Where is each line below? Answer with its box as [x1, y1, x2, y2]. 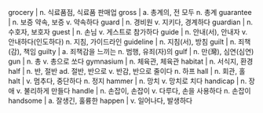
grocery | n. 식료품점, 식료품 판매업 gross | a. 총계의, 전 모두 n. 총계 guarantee [8, 8, 253, 16]
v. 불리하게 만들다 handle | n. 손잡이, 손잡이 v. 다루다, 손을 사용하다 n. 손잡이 [16, 86, 251, 95]
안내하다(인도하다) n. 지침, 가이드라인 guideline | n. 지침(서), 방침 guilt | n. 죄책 [8, 37, 251, 46]
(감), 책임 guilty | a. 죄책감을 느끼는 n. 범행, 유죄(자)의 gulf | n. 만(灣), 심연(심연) [8, 47, 254, 56]
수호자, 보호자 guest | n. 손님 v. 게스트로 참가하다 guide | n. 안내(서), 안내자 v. [8, 27, 248, 36]
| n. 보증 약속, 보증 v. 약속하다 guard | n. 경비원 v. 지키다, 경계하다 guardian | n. [8, 17, 254, 27]
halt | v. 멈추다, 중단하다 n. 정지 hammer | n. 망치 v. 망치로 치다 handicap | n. [8, 76, 247, 86]
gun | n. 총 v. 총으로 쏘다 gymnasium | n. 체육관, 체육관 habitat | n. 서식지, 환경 [8, 56, 254, 66]
